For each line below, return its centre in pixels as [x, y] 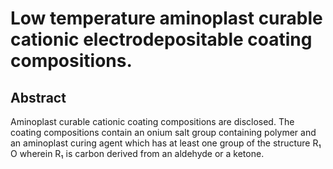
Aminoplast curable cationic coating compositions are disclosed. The [152, 121]
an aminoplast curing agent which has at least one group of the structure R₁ [166, 143]
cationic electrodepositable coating [161, 39]
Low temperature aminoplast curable [166, 18]
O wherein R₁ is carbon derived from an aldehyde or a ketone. [137, 153]
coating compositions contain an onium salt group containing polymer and [163, 132]
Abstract [38, 97]
